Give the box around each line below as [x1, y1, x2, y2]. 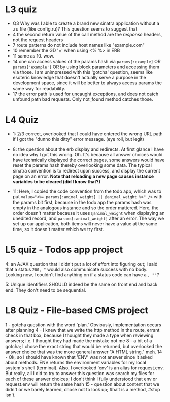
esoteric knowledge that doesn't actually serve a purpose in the [12, 74, 146, 80]
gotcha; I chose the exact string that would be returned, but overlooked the [5, 343, 162, 349]
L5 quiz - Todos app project [5, 244, 123, 255]
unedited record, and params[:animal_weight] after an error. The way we [12, 215, 164, 221]
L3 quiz [5, 4, 37, 15]
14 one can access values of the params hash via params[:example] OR [12, 58, 161, 64]
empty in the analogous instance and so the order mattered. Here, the [12, 205, 159, 211]
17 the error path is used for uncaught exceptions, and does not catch [12, 91, 159, 97]
